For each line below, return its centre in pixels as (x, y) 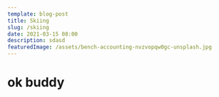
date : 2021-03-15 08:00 (43, 34)
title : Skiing (29, 21)
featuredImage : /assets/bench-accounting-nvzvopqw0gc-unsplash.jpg (110, 47)
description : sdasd (36, 41)
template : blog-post (38, 14)
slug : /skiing (29, 27)
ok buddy (36, 82)
